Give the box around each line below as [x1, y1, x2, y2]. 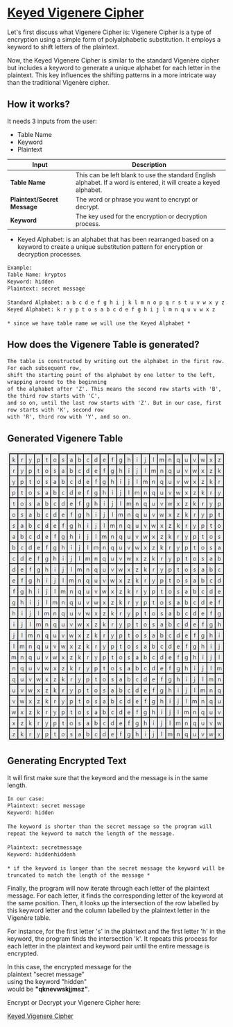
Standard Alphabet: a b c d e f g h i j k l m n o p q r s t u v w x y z [7, 299, 225, 306]
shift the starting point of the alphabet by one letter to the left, [7, 372, 216, 379]
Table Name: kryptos [7, 271, 67, 278]
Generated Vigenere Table [7, 432, 123, 444]
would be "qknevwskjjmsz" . [7, 985, 90, 993]
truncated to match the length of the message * [7, 871, 150, 879]
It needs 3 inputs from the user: [7, 117, 97, 125]
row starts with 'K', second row [7, 407, 104, 414]
